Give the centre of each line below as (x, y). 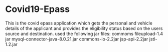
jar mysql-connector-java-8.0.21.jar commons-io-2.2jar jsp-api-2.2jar (77, 39)
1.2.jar (11, 44)
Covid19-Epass (38, 9)
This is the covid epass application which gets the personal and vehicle (79, 23)
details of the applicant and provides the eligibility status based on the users (84, 28)
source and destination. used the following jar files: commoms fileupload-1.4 (84, 33)
